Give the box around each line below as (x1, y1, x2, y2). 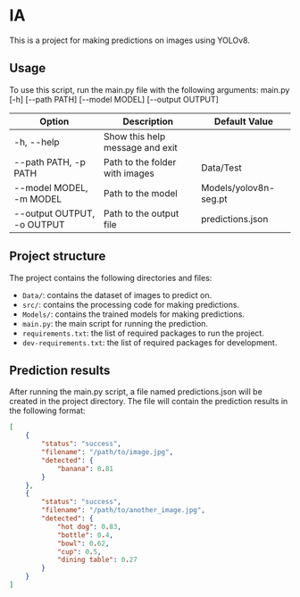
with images (104, 167, 154, 179)
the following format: (9, 405, 87, 416)
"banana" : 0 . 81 (56, 464, 114, 473)
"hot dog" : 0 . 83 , (56, 522, 122, 531)
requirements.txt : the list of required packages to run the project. (21, 328, 265, 338)
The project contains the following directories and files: (9, 272, 212, 283)
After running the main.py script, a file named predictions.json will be (9, 386, 263, 397)
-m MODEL (13, 193, 62, 205)
